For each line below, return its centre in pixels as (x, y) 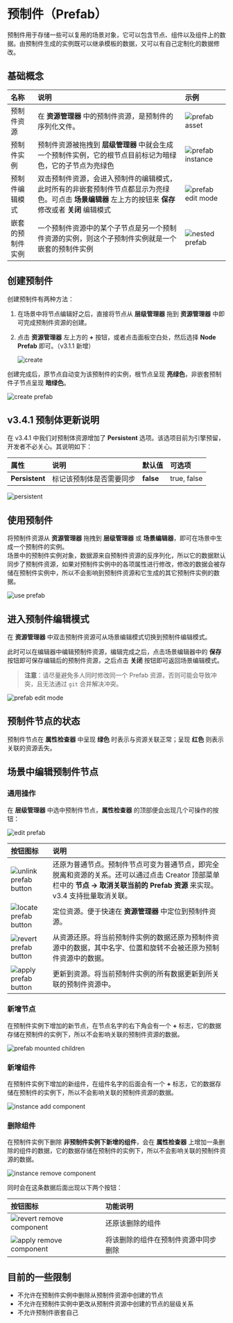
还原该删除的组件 (133, 1224)
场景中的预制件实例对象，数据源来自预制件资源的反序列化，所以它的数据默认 (116, 555)
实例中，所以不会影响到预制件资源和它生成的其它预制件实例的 (125, 573)
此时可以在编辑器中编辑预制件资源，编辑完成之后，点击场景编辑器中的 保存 (114, 652)
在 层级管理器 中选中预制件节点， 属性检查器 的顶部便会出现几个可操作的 (110, 810)
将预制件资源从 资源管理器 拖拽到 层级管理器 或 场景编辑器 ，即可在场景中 (112, 538)
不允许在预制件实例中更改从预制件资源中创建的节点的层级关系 (105, 1304)
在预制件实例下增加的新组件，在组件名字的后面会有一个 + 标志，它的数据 (111, 1084)
